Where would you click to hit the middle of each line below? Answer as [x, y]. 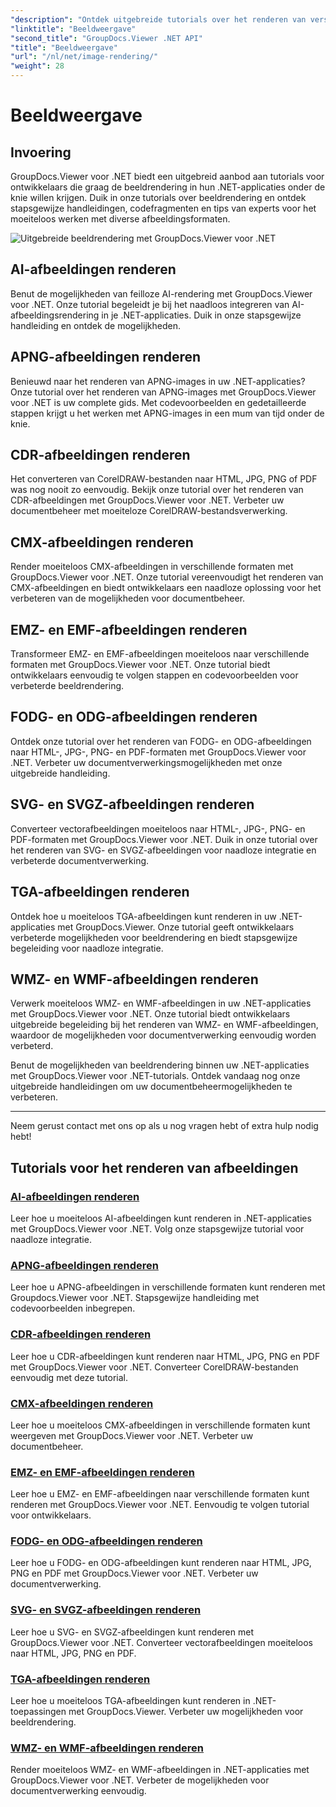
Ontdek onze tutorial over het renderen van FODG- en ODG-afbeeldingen [161, 741]
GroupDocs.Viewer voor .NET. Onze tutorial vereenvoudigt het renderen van [167, 577]
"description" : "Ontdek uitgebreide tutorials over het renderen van [158, 19]
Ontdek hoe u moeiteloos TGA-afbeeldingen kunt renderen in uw [143, 916]
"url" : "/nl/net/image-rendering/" [84, 57]
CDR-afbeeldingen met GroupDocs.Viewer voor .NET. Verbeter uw [147, 500]
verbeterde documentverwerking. [80, 860]
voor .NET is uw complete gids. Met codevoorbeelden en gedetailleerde [158, 402]
